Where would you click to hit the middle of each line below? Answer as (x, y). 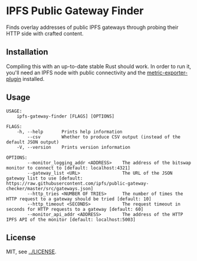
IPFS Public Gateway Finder (75, 11)
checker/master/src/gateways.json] (50, 188)
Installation (27, 52)
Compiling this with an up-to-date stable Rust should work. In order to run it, (99, 66)
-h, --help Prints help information (70, 132)
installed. (34, 79)
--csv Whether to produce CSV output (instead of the (104, 137)
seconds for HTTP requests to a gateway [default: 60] (75, 209)
